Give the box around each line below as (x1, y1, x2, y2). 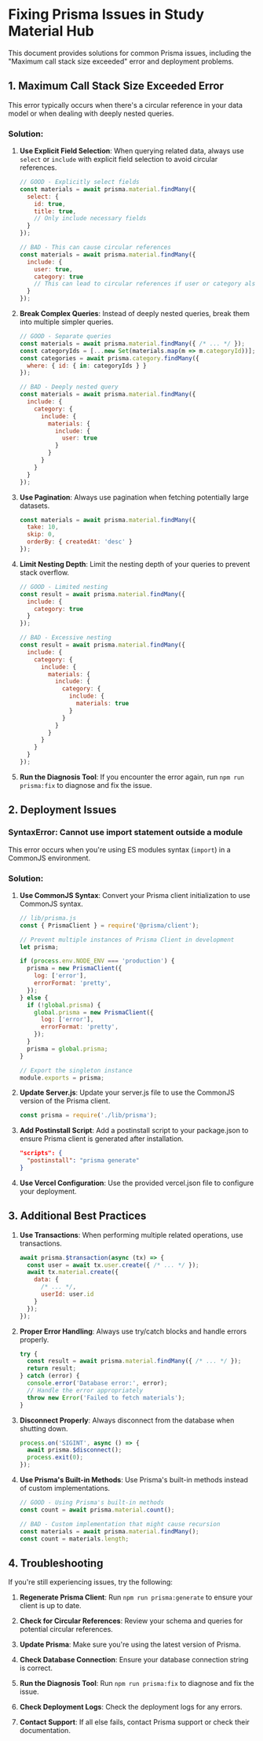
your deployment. (19, 1186, 77, 1196)
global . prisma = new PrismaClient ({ (34, 1008, 154, 1016)
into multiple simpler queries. (19, 317, 114, 327)
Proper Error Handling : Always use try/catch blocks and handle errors (19, 1327, 247, 1336)
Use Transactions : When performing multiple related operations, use (19, 1230, 243, 1239)
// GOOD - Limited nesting (19, 583, 108, 591)
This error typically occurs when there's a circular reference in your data (8, 100, 243, 109)
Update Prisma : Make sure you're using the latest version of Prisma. (19, 1640, 241, 1649)
